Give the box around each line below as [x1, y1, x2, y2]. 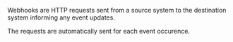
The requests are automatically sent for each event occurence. [7, 27, 191, 35]
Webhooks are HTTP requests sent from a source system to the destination [7, 6, 227, 14]
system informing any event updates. [7, 13, 115, 22]
